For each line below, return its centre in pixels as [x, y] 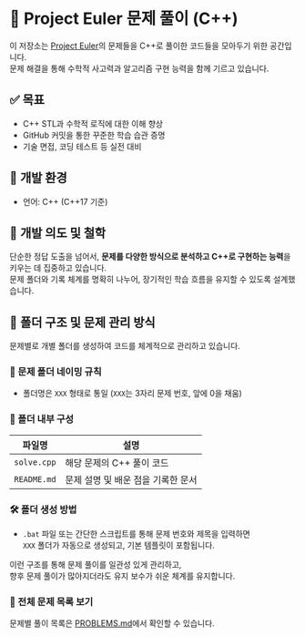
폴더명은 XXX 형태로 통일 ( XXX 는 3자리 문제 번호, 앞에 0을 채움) [132, 394]
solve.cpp [35, 462]
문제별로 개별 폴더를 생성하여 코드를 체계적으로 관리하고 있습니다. [125, 346]
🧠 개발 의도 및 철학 [58, 233]
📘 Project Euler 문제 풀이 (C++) [124, 19]
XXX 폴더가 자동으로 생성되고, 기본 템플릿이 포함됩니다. [119, 545]
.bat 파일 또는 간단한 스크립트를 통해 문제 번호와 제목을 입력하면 [136, 534]
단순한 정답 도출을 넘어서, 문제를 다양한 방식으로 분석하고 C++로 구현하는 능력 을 [150, 257]
